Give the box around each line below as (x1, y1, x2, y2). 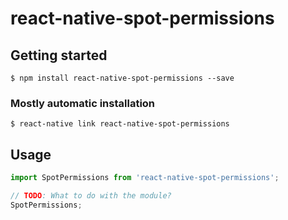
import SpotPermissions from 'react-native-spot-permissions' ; (10, 173, 280, 183)
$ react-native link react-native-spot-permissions (10, 119, 230, 129)
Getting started (10, 47, 108, 64)
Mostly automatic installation (10, 96, 156, 110)
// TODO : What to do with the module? (10, 190, 172, 201)
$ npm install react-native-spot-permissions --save (10, 73, 235, 83)
